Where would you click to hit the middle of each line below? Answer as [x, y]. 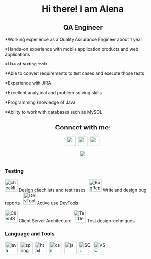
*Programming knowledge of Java [40, 102]
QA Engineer [83, 28]
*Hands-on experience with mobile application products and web [72, 49]
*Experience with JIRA [28, 83]
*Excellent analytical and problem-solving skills [54, 93]
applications [18, 54]
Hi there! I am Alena [83, 9]
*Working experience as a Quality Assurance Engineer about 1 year [74, 39]
